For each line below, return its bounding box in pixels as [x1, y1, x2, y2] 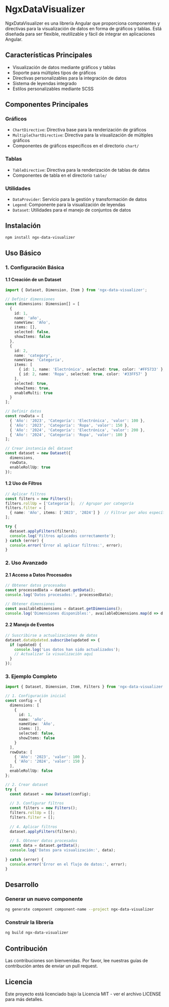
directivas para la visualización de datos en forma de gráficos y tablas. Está [5, 25, 162, 31]
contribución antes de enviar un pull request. [5, 963, 98, 969]
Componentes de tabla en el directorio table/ [12, 172, 107, 178]
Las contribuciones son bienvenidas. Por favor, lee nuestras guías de [5, 958, 148, 964]
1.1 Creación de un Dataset [5, 276, 61, 283]
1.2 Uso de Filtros [5, 480, 42, 487]
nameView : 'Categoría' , [14, 358, 64, 363]
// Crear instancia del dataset [5, 446, 73, 451]
